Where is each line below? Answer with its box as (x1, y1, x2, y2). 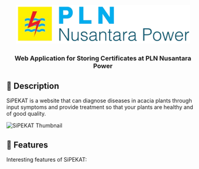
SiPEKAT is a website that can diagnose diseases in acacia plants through (6, 97, 192, 105)
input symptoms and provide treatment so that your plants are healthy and (6, 103, 193, 111)
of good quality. (6, 110, 47, 118)
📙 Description (6, 81, 59, 91)
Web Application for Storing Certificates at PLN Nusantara (14, 54, 192, 62)
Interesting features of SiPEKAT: (6, 156, 87, 163)
